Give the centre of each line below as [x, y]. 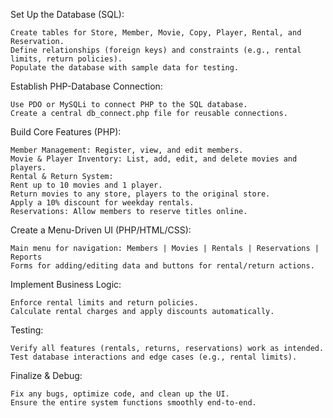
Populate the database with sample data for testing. [125, 68]
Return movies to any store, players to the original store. [140, 194]
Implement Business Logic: [66, 284]
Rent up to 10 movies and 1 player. [86, 185]
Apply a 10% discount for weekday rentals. [102, 203]
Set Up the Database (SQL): [67, 14]
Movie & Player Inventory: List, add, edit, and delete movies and [154, 159]
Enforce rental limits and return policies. [104, 303]
